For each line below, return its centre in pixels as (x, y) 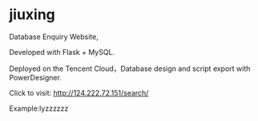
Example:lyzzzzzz (39, 108)
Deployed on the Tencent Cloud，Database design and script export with (130, 68)
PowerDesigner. (36, 77)
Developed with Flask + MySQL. (62, 52)
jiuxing (32, 15)
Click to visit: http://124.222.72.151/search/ (79, 92)
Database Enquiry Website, (54, 37)
